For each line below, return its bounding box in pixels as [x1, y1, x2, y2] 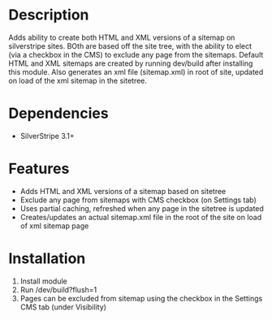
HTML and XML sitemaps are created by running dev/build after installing [8, 58, 253, 68]
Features [8, 160, 70, 178]
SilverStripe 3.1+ [19, 131, 75, 141]
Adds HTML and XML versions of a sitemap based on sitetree [19, 186, 227, 196]
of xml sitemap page [19, 221, 89, 231]
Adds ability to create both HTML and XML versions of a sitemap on [8, 32, 235, 42]
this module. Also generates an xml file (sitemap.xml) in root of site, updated [8, 67, 264, 76]
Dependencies [8, 104, 109, 123]
